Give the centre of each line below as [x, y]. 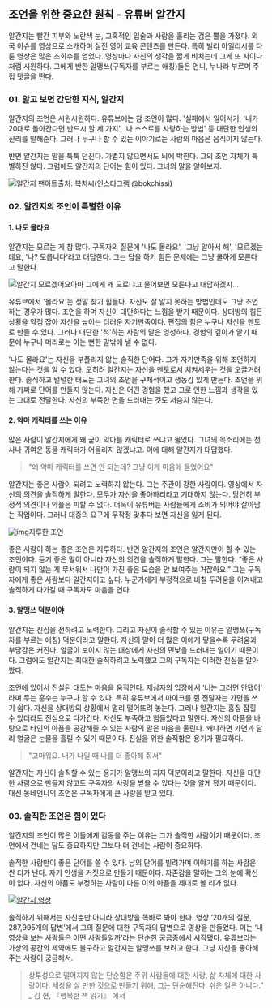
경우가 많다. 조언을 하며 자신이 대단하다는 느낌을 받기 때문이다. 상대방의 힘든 [143, 312]
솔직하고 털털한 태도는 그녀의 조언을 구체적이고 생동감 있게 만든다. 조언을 [140, 380]
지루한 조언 [46, 532]
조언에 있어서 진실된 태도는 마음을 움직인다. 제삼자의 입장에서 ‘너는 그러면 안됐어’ [136, 687]
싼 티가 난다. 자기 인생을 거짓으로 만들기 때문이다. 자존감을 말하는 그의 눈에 [126, 872]
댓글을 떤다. [35, 76]
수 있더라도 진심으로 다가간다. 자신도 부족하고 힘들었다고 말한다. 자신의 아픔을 [130, 717]
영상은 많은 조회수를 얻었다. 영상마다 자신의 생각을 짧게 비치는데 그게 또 [129, 56]
